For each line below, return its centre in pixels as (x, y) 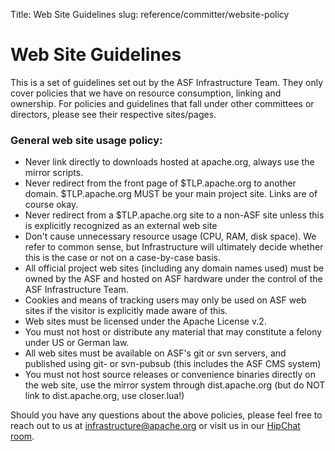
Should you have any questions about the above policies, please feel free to (166, 415)
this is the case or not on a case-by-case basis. (123, 258)
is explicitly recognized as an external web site (121, 226)
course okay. (51, 205)
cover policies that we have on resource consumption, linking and (146, 93)
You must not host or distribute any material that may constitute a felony (173, 332)
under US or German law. (77, 343)
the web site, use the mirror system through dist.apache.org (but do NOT (175, 385)
